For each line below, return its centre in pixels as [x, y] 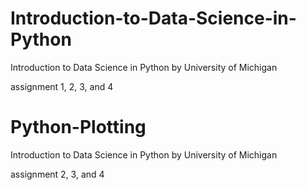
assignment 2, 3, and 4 [57, 174]
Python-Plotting [78, 127]
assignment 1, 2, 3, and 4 [62, 86]
